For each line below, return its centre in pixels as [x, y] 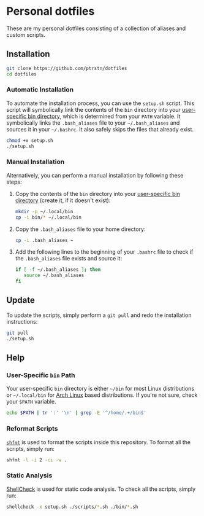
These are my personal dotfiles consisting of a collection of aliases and [96, 28]
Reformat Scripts [32, 429]
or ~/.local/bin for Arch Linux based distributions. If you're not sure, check [102, 395]
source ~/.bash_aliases [54, 276]
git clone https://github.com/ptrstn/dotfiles [67, 68]
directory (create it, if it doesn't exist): [63, 200]
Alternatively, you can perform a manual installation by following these [95, 175]
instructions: [22, 321]
